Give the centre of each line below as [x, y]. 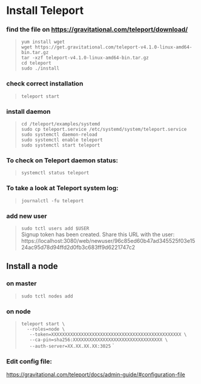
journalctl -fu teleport [52, 200]
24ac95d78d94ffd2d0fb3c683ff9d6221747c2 [78, 247]
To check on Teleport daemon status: [62, 160]
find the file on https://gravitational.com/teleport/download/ [97, 30]
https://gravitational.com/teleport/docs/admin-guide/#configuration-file [96, 375]
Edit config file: [29, 361]
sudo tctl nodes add [47, 296]
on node [19, 311]
